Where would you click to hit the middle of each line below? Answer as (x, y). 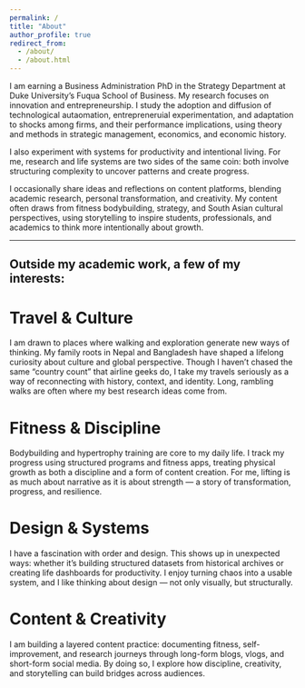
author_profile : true (50, 35)
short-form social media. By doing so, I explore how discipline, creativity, (146, 663)
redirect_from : (38, 43)
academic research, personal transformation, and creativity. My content (144, 198)
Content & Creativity (88, 619)
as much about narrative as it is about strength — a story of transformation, (150, 482)
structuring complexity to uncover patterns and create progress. (129, 171)
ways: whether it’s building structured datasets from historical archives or (147, 563)
